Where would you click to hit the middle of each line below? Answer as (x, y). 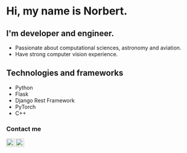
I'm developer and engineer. (60, 33)
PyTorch (25, 107)
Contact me (24, 129)
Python (24, 87)
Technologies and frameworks (65, 73)
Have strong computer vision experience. (66, 54)
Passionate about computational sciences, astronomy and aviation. (98, 48)
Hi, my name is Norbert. (67, 11)
